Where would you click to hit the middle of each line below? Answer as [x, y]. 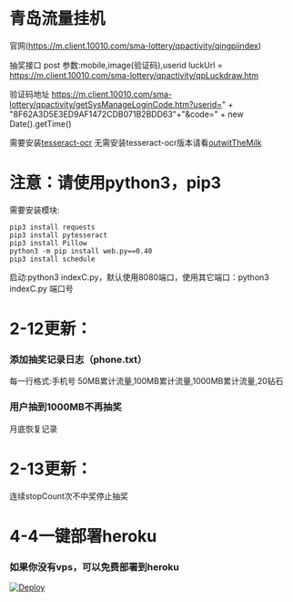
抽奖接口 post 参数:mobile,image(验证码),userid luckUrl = [116, 65]
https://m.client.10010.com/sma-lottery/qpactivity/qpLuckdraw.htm [134, 75]
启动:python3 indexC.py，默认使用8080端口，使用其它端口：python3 [140, 277]
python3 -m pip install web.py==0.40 [81, 251]
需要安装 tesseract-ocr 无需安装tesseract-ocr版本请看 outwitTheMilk [136, 142]
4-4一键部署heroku [83, 536]
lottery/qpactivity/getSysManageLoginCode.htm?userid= [116, 104]
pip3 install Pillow [49, 243]
